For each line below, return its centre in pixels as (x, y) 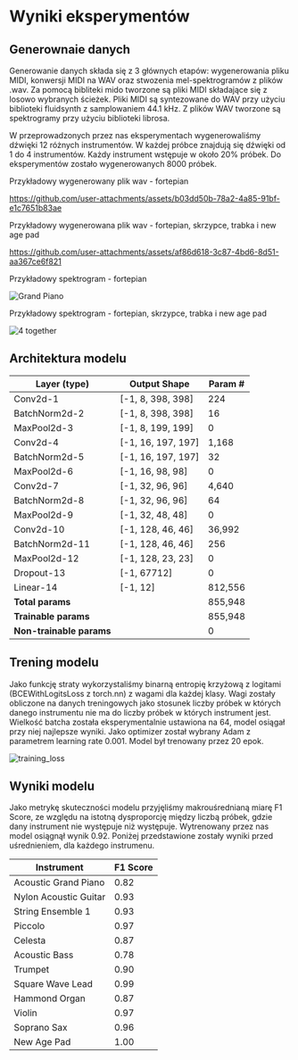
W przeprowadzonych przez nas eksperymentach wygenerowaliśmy (135, 135)
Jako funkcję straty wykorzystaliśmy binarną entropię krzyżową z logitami (145, 683)
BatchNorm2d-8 (49, 500)
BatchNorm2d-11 (52, 543)
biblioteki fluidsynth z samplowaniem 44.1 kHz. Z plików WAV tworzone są (145, 108)
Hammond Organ (50, 998)
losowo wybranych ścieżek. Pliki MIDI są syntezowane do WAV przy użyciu (147, 99)
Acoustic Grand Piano (59, 882)
